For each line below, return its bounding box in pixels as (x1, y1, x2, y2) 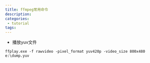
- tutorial (7, 21, 29, 26)
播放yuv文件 (12, 40, 37, 45)
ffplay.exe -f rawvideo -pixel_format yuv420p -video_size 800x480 (5, 49, 146, 54)
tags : (5, 25, 16, 30)
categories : (5, 16, 29, 21)
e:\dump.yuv (5, 53, 29, 59)
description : (5, 12, 32, 17)
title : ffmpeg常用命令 (5, 7, 48, 12)
